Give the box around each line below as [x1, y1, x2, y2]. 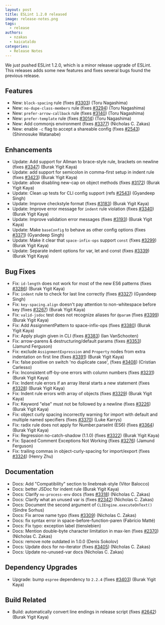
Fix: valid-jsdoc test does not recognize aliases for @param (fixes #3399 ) [12, 312, 160, 318]
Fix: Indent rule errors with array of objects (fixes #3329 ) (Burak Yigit [12, 390, 152, 396]
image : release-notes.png [5, 16, 58, 21]
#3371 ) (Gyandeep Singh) [12, 232, 65, 238]
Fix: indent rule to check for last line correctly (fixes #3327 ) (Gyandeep [12, 291, 157, 296]
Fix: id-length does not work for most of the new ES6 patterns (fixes [12, 280, 152, 286]
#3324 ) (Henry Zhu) [12, 453, 54, 459]
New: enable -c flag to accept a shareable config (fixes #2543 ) [12, 126, 140, 132]
